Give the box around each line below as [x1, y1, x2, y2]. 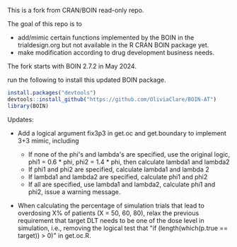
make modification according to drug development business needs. [17, 49, 214, 56]
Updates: [7, 115, 34, 123]
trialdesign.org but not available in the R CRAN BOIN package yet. [17, 41, 209, 49]
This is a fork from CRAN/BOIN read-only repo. [7, 6, 144, 14]
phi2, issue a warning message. [28, 187, 121, 196]
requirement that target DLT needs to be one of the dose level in [17, 216, 205, 224]
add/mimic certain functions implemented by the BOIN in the [17, 33, 195, 42]
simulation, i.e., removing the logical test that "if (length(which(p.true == [17, 224, 229, 232]
